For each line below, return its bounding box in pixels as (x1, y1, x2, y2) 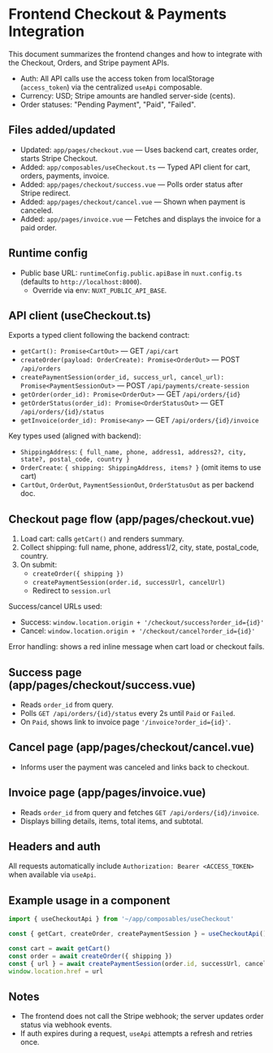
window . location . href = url (8, 967, 104, 976)
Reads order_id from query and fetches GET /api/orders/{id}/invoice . (19, 807, 260, 817)
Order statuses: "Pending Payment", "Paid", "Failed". (19, 99, 197, 109)
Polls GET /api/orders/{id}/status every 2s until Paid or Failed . (19, 709, 236, 717)
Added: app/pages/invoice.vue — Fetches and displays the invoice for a (19, 213, 262, 224)
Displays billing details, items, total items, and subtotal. (19, 816, 204, 826)
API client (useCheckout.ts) (8, 309, 152, 322)
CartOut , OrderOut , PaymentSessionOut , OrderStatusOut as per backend (19, 480, 254, 489)
